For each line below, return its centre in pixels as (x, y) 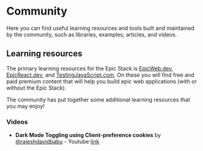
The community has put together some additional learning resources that (98, 99)
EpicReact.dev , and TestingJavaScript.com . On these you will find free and (100, 75)
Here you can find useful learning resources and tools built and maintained (100, 28)
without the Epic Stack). (36, 88)
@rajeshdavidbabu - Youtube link (57, 142)
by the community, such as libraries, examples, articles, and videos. (92, 34)
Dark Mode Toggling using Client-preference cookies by (88, 135)
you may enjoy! (25, 106)
